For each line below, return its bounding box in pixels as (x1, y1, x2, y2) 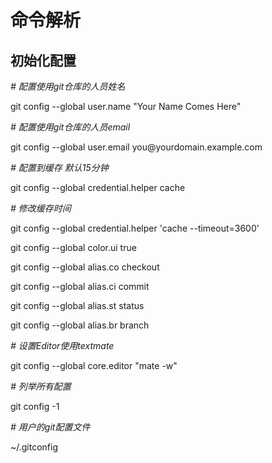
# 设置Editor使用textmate (10, 340, 115, 351)
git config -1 (10, 401, 60, 412)
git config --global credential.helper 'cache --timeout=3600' (10, 222, 260, 234)
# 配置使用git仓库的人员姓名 (10, 81, 126, 92)
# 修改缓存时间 (10, 202, 72, 214)
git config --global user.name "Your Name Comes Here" (10, 101, 242, 112)
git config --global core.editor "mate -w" (10, 360, 178, 371)
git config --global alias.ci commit (10, 281, 150, 292)
